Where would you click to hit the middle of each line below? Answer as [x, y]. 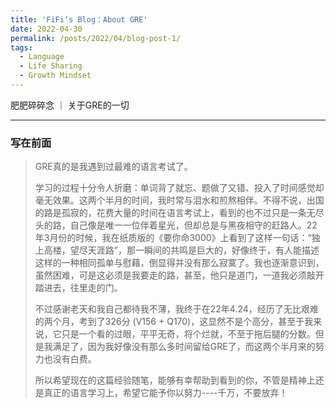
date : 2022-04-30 [46, 29]
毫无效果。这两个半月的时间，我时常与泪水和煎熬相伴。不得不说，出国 [179, 200]
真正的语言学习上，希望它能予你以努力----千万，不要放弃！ [165, 393]
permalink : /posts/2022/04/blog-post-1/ [96, 38]
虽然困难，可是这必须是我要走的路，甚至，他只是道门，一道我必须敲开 [179, 275]
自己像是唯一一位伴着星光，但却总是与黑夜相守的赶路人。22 [193, 225]
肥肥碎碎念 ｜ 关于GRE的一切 [70, 105]
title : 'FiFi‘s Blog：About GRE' [79, 19]
